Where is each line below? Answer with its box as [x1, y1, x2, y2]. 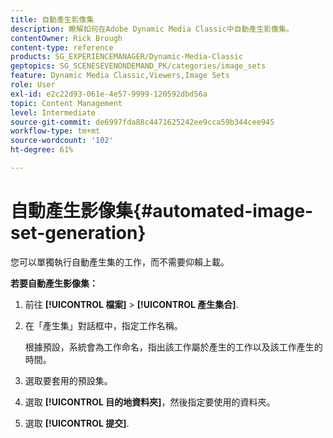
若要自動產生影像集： [10, 277, 98, 289]
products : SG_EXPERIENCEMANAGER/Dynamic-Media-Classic [10, 52, 244, 62]
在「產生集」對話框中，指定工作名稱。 [24, 319, 183, 331]
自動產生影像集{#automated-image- [10, 200, 314, 223]
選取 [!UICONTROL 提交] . [24, 417, 130, 429]
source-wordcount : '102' [10, 136, 114, 146]
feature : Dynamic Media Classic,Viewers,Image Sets [10, 71, 230, 81]
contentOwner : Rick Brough [10, 33, 123, 43]
